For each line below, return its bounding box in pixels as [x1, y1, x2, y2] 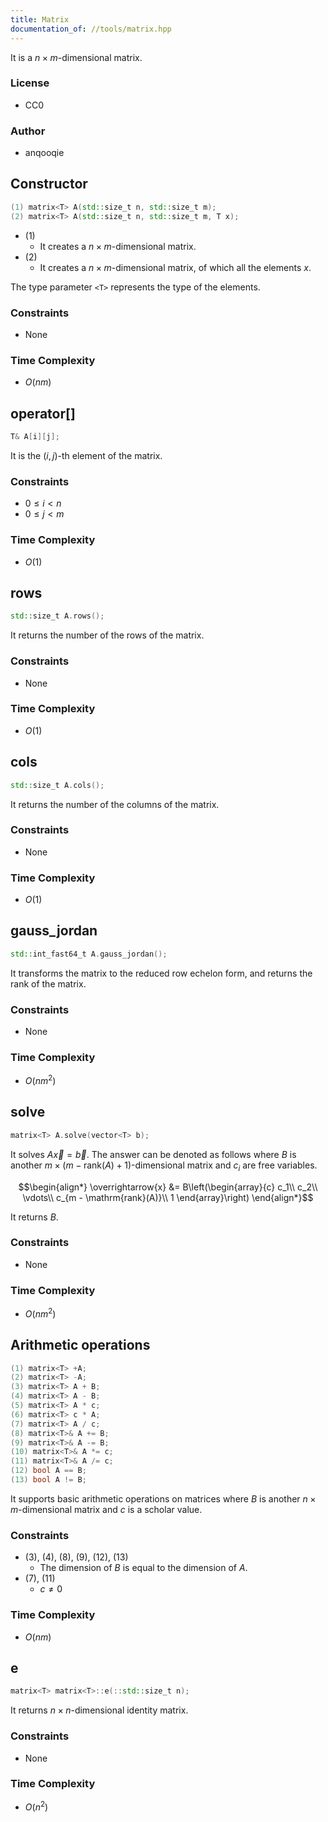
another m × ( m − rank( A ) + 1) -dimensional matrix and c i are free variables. [10, 1159, 318, 1173]
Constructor [10, 176, 88, 193]
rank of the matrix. [10, 977, 87, 990]
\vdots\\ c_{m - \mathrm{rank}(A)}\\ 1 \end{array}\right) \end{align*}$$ [22, 1191, 314, 1203]
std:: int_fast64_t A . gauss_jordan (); [10, 949, 168, 959]
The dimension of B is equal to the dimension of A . [39, 1562, 248, 1574]
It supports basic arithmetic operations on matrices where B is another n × [10, 1492, 317, 1505]
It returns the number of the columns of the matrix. [10, 798, 220, 810]
